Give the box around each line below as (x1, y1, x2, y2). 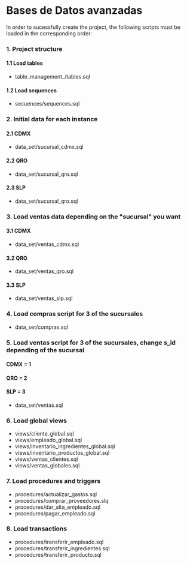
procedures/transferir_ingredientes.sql (14, 544, 110, 552)
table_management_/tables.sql (14, 73, 91, 80)
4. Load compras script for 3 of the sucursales (6, 310, 143, 318)
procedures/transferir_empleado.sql (14, 538, 104, 545)
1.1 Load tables (6, 59, 43, 67)
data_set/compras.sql (14, 323, 69, 331)
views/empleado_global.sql (14, 436, 82, 444)
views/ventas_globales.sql (14, 462, 80, 469)
